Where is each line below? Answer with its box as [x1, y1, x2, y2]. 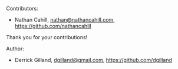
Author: [6, 45, 25, 52]
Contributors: [6, 5, 38, 12]
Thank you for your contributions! [6, 34, 88, 40]
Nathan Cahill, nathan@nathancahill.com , [14, 16, 115, 23]
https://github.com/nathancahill [14, 23, 91, 29]
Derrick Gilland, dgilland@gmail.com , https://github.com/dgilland [14, 57, 172, 63]
